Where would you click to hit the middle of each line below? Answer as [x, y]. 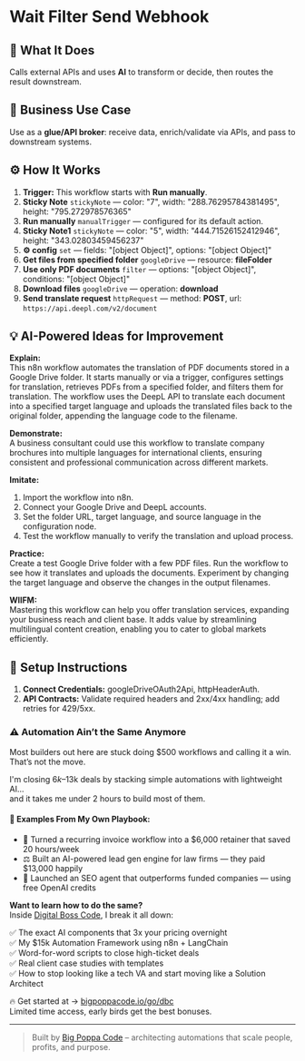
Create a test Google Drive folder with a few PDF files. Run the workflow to [149, 564]
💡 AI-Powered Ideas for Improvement [117, 336]
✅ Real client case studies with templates [87, 963]
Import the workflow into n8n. [78, 497]
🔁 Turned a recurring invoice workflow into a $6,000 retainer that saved [156, 839]
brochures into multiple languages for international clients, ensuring [136, 453]
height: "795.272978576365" [77, 211]
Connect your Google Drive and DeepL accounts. [114, 507]
